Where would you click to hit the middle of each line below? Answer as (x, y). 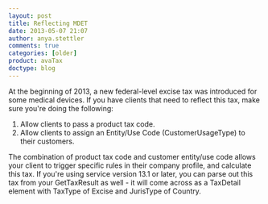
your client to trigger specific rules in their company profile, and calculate (130, 165)
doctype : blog (32, 69)
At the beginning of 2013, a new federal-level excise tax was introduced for (133, 91)
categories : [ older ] (43, 53)
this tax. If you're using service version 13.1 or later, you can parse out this (131, 173)
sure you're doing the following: (61, 108)
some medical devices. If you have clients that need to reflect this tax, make (134, 100)
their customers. (47, 141)
